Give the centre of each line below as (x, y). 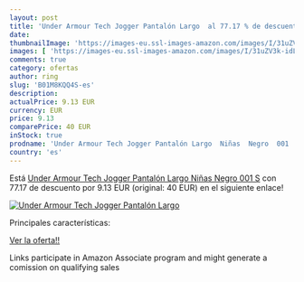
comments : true (38, 60)
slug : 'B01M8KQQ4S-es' (52, 85)
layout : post (34, 18)
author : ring (34, 77)
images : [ (28, 52)
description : (34, 93)
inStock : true (36, 136)
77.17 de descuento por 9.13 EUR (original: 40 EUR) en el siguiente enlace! (147, 187)
